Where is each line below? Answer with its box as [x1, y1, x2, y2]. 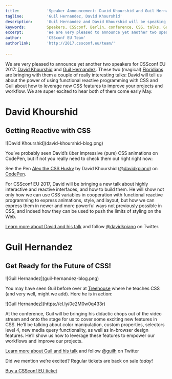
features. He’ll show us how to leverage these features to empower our [5, 332, 155, 338]
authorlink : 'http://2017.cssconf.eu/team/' [5, 41, 116, 46]
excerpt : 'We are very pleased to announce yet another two [5, 30, 157, 35]
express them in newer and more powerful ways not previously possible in [5, 203, 162, 209]
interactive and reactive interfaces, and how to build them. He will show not [5, 186, 164, 192]
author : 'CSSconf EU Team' [5, 35, 86, 41]
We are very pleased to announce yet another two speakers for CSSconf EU [5, 61, 166, 67]
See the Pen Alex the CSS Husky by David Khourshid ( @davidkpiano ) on [5, 165, 158, 171]
